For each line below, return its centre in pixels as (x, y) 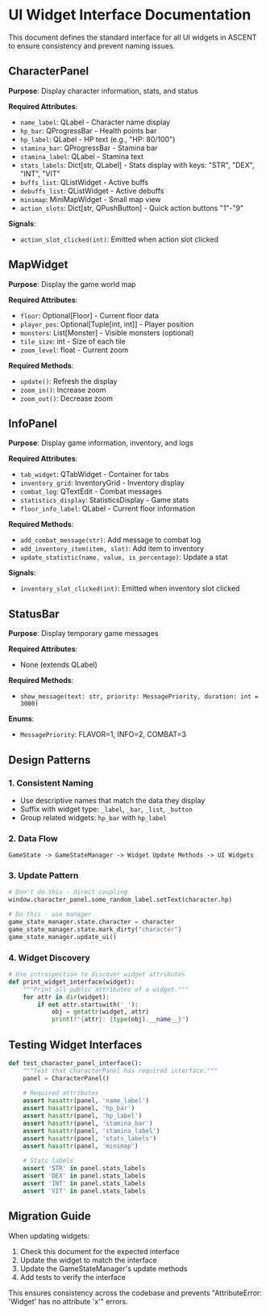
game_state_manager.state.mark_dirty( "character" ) (95, 929)
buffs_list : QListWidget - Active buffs (84, 182)
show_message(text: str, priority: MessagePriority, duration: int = (139, 697)
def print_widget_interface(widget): (72, 982)
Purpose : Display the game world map (72, 284)
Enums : (21, 719)
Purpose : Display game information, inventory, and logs (101, 443)
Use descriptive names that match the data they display (112, 800)
